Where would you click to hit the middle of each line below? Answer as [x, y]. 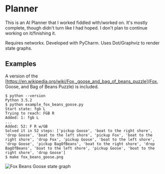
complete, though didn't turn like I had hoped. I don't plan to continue [77, 27]
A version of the [22, 76]
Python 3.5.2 [19, 100]
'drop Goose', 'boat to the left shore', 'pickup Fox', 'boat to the [79, 135]
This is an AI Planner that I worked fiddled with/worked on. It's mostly [77, 22]
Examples [21, 64]
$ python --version [25, 95]
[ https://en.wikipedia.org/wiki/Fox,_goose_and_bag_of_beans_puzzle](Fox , [82, 81]
